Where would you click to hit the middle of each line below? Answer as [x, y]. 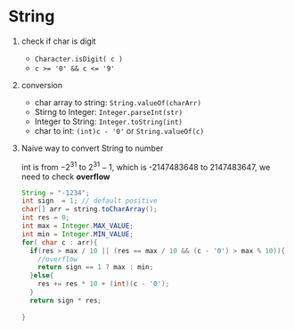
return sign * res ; [66, 301]
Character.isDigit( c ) [79, 59]
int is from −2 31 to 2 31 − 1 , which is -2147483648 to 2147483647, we [146, 166]
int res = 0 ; [45, 218]
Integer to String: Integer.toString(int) [109, 121]
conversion [42, 85]
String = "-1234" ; [55, 193]
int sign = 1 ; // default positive [89, 201]
